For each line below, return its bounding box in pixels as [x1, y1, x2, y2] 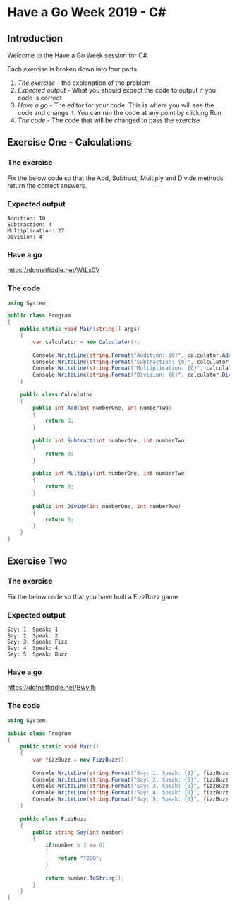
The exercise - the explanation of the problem [17, 78, 151, 87]
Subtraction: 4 [7, 220, 52, 228]
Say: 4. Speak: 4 [7, 644, 59, 652]
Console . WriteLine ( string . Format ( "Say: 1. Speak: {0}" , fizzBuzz [32, 770, 229, 777]
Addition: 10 [7, 215, 46, 222]
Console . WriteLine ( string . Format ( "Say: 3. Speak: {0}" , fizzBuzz [32, 782, 229, 790]
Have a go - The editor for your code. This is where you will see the [17, 101, 214, 110]
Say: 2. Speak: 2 [7, 632, 59, 639]
